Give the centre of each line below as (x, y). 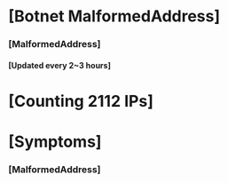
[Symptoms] (55, 142)
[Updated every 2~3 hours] (60, 65)
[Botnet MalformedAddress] (114, 16)
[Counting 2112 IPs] (81, 101)
